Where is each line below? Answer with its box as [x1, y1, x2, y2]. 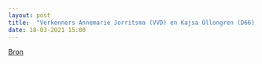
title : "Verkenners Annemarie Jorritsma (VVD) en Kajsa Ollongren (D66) [8, 19, 256, 27]
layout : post [8, 11, 51, 20]
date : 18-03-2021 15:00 [8, 26, 87, 34]
